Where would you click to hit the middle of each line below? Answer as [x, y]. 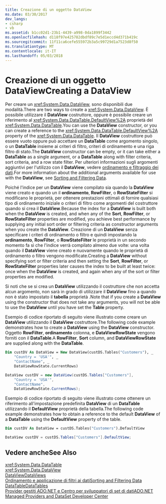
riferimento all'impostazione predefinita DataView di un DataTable [72, 404]
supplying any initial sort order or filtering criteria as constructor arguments [82, 224]
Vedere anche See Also [41, 453]
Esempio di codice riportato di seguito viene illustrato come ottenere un [78, 398]
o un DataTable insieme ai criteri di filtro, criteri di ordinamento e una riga [80, 146]
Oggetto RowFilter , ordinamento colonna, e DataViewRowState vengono [80, 333]
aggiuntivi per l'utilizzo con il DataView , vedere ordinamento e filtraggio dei [82, 167]
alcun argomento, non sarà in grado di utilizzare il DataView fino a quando [81, 292]
